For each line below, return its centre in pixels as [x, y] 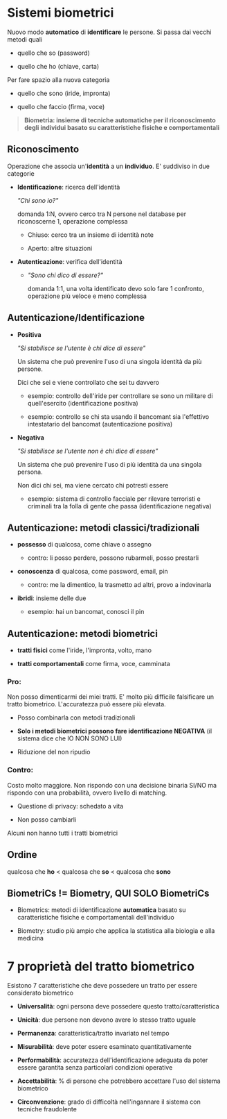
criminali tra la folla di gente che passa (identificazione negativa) [120, 506]
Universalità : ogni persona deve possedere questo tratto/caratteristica [118, 1006]
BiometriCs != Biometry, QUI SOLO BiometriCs [108, 893]
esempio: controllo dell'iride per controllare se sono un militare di [120, 396]
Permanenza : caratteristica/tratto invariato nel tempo [93, 1034]
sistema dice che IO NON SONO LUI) [70, 738]
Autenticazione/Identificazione [76, 318]
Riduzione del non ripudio [54, 752]
